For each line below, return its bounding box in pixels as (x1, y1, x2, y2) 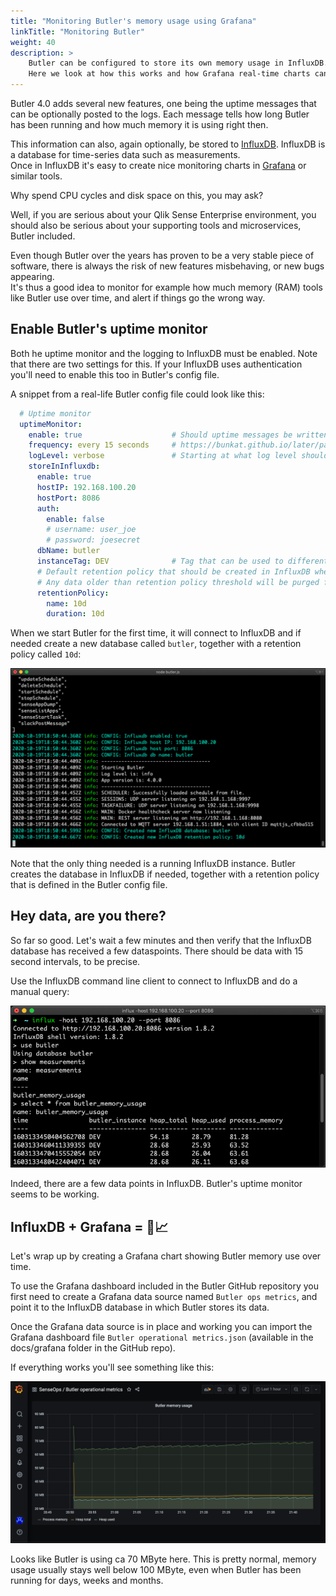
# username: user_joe (46, 525, 137, 535)
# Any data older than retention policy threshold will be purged (36, 577, 320, 587)
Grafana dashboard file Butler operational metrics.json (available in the (10, 1331, 314, 1343)
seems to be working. (10, 1188, 100, 1200)
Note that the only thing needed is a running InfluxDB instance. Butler (10, 857, 296, 869)
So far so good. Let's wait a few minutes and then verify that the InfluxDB (10, 934, 312, 946)
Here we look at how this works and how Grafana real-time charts (28, 69, 311, 79)
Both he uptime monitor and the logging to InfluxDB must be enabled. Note (10, 347, 318, 359)
